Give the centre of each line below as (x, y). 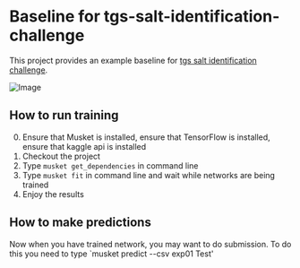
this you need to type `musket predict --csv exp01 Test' (111, 254)
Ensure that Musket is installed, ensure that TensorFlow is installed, (146, 137)
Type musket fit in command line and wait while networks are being (149, 175)
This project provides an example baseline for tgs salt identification (133, 60)
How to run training (64, 115)
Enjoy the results (53, 194)
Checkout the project (61, 156)
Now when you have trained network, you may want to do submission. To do (150, 244)
